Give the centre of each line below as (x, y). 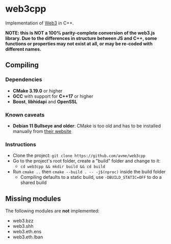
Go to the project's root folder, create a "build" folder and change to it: (87, 161)
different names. (23, 49)
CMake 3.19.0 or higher (38, 91)
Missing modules (33, 198)
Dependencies (24, 79)
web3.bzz (23, 221)
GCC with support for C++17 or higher (53, 96)
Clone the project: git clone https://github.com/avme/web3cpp (79, 155)
